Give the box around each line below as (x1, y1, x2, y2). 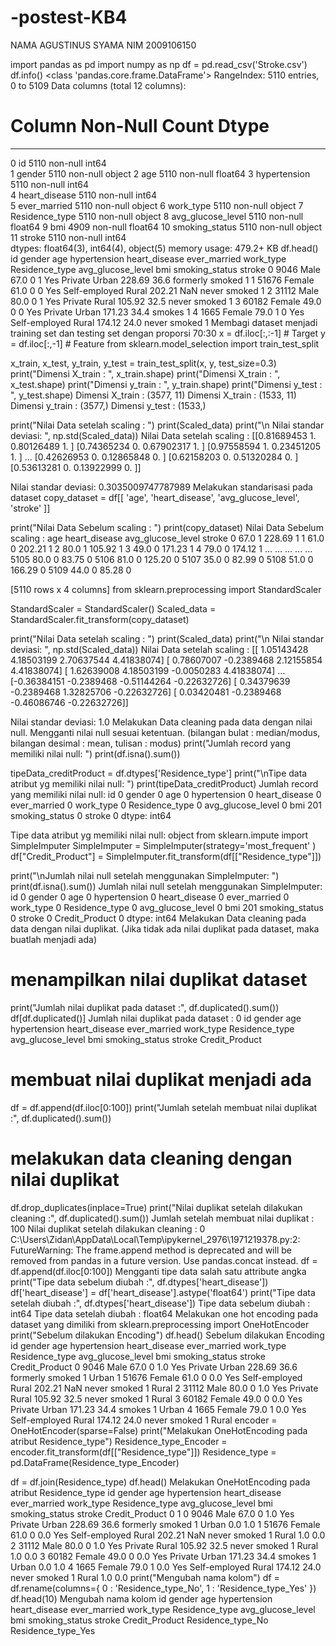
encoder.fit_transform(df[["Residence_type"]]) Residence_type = (10, 1446, 277, 1458)
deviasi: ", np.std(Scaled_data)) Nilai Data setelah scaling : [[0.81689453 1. (10, 429, 317, 441)
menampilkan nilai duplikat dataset (10, 969, 308, 991)
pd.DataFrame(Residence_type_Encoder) (10, 1456, 180, 1468)
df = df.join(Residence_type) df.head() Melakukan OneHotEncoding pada (10, 1476, 311, 1488)
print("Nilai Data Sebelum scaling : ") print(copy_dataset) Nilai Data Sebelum (10, 521, 324, 533)
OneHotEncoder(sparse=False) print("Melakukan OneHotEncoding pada (10, 1424, 308, 1436)
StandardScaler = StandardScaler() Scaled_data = (10, 602, 217, 615)
